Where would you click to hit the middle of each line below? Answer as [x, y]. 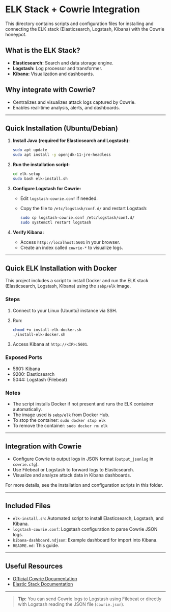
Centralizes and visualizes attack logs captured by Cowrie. [74, 102]
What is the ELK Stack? [43, 50]
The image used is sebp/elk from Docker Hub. [61, 415]
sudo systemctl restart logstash [56, 222]
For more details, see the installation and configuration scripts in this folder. [84, 485]
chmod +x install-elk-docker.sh [47, 330]
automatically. [27, 410]
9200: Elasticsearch [34, 374]
